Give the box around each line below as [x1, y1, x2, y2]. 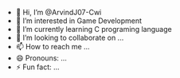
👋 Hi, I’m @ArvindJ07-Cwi [15, 8, 102, 17]
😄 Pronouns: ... [15, 53, 68, 63]
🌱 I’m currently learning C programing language [15, 25, 173, 33]
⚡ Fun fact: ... [15, 62, 60, 72]
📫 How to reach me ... [15, 42, 90, 51]
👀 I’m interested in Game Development [15, 16, 142, 25]
